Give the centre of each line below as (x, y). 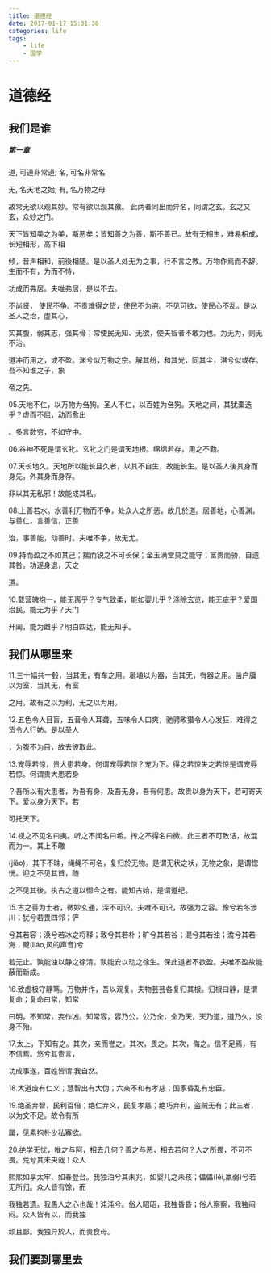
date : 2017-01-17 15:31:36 (54, 23)
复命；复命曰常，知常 (44, 999)
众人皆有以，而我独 (54, 1214)
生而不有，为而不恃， (44, 271)
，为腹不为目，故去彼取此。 (54, 747)
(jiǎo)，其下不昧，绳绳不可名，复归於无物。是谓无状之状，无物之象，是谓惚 (133, 863)
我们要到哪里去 (46, 1260)
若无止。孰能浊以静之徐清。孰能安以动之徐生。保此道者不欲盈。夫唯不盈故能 (135, 962)
